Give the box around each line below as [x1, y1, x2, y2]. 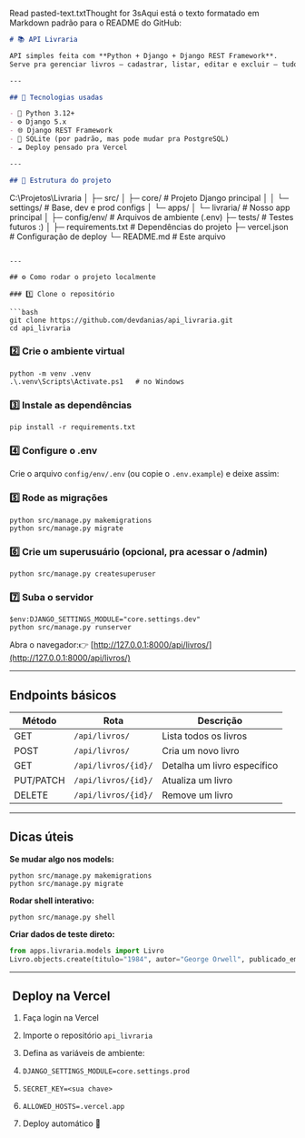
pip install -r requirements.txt [9, 423, 136, 432]
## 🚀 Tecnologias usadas [9, 93, 103, 102]
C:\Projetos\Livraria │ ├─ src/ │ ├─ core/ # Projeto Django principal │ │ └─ [9, 192, 289, 203]
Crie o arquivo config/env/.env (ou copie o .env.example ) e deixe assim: [9, 468, 280, 479]
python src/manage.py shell [9, 912, 116, 921]
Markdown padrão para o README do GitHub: [9, 17, 182, 28]
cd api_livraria [9, 323, 71, 333]
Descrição [197, 714, 243, 727]
